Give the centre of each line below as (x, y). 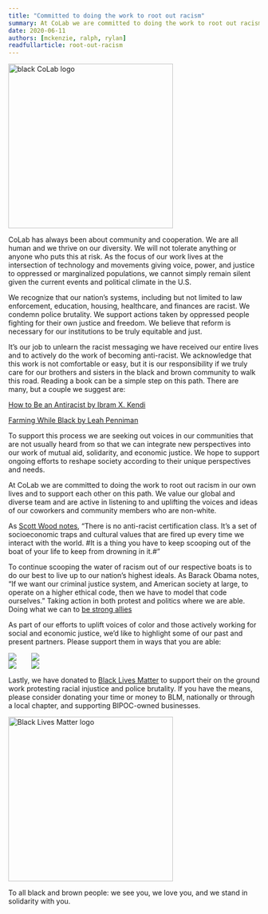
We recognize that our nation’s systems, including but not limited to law (125, 298)
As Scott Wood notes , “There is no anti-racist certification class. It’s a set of (133, 526)
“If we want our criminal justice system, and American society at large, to (128, 584)
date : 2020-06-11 (37, 30)
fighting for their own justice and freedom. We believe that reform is (120, 323)
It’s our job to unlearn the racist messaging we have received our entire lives (134, 347)
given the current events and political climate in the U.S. (100, 282)
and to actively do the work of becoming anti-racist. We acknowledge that (130, 355)
